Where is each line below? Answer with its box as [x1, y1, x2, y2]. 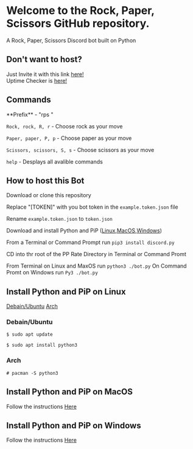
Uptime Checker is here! [6, 77, 68, 84]
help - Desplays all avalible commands [6, 158, 104, 165]
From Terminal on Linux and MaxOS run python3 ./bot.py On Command [6, 262, 187, 270]
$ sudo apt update [6, 332, 53, 338]
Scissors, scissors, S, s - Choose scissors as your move [6, 146, 155, 153]
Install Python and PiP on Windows [6, 420, 141, 431]
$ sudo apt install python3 [6, 342, 78, 349]
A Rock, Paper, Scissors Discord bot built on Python [6, 37, 136, 44]
